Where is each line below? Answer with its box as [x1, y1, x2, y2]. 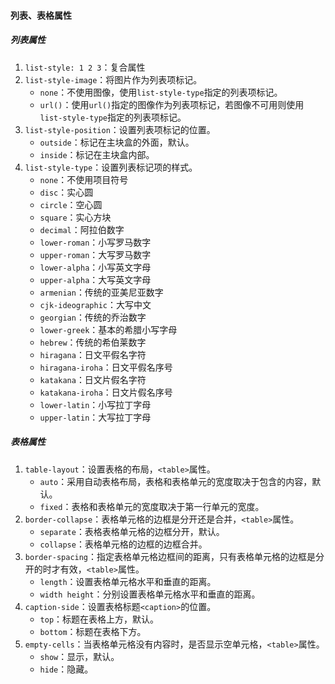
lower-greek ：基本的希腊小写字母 [39, 323, 178, 335]
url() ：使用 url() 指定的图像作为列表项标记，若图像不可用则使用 [39, 98, 305, 110]
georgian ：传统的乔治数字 [39, 311, 147, 323]
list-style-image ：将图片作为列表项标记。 [24, 73, 203, 85]
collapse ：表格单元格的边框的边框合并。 [39, 538, 208, 550]
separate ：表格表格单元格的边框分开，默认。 [39, 525, 225, 537]
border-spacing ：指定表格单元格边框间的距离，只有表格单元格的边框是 [24, 550, 317, 562]
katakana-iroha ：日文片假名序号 [39, 386, 173, 398]
